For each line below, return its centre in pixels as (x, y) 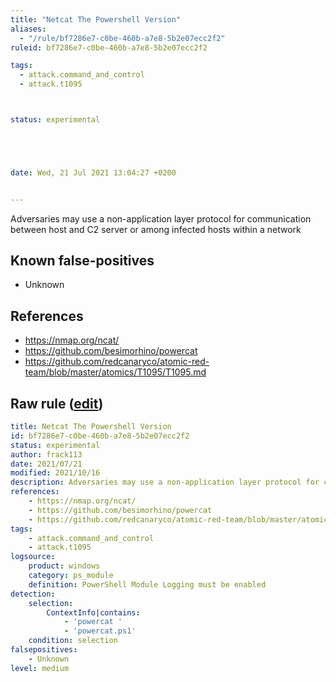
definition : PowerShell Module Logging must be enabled (147, 584)
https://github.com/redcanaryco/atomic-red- (117, 362)
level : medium (40, 668)
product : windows (64, 566)
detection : (33, 594)
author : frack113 (46, 454)
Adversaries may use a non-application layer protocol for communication (161, 218)
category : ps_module (71, 576)
